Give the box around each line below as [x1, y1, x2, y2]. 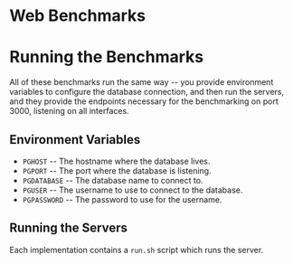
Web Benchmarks [9, 5, 146, 26]
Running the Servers [9, 221, 128, 236]
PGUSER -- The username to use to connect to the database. [22, 184, 243, 195]
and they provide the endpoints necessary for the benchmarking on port [9, 96, 279, 107]
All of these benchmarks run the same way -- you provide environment [9, 77, 274, 88]
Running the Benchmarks [9, 47, 204, 68]
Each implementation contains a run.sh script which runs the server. [9, 244, 264, 255]
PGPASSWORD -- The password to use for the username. [22, 193, 222, 204]
